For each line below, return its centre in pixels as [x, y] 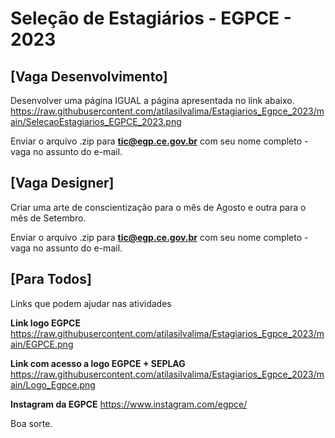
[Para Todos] [51, 279]
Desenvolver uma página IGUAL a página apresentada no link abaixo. [152, 100]
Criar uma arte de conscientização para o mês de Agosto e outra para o [158, 207]
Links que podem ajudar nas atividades [91, 303]
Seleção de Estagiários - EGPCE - [151, 18]
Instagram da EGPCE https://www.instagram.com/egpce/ [129, 404]
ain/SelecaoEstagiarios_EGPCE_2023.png [96, 121]
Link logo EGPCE [45, 323]
